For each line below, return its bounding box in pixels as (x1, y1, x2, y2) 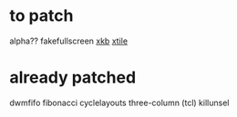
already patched (9, 67, 137, 88)
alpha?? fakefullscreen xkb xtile (9, 35, 129, 46)
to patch (9, 5, 74, 26)
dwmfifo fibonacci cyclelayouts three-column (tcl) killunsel (9, 97, 230, 108)
